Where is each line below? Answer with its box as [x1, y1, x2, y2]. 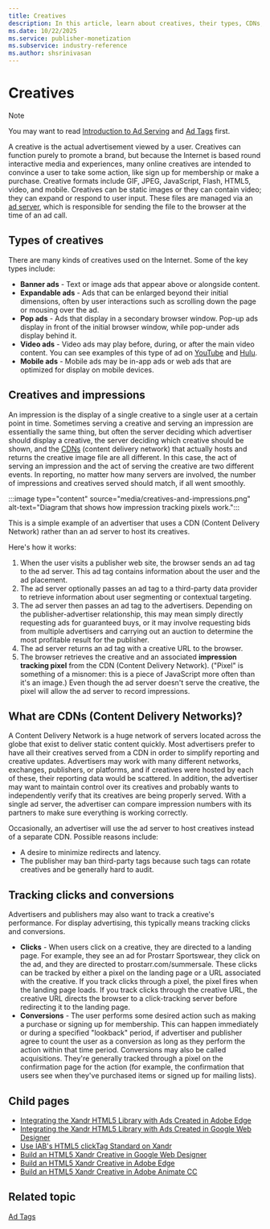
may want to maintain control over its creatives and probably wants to [8, 783, 239, 792]
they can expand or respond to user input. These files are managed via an [8, 193, 253, 202]
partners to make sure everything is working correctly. [8, 808, 189, 818]
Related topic [8, 1190, 76, 1204]
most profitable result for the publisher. [19, 634, 150, 645]
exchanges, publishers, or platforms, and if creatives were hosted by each [8, 765, 254, 774]
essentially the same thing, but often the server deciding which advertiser [8, 426, 252, 436]
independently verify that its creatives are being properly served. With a [8, 791, 247, 800]
